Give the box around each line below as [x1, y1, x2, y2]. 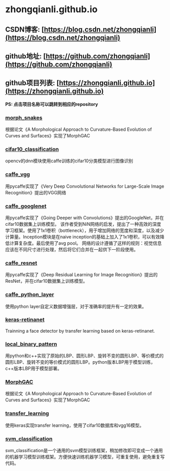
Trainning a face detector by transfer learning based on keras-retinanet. [5, 328, 155, 334]
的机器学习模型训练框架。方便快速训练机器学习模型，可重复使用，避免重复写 [5, 454, 165, 460]
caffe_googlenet [5, 202, 47, 210]
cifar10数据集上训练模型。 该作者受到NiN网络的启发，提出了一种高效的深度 [5, 221, 161, 227]
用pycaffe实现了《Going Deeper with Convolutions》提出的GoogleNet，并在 [5, 215, 164, 221]
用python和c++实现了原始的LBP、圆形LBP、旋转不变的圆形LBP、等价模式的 [5, 352, 164, 359]
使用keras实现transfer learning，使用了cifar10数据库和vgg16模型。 [5, 422, 144, 428]
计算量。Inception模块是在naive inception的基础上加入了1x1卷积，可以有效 [5, 233, 160, 240]
